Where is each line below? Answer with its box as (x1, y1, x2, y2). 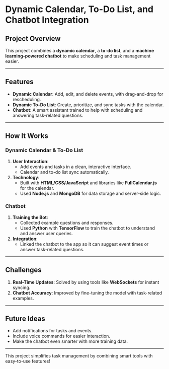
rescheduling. (12, 96, 41, 102)
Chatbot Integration (5, 14, 89, 26)
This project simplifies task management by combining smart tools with (5, 353, 153, 359)
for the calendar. (20, 185, 54, 191)
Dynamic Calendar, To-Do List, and (5, 4, 153, 15)
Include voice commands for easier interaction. (12, 333, 111, 339)
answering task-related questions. (12, 112, 83, 118)
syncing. (12, 284, 31, 290)
